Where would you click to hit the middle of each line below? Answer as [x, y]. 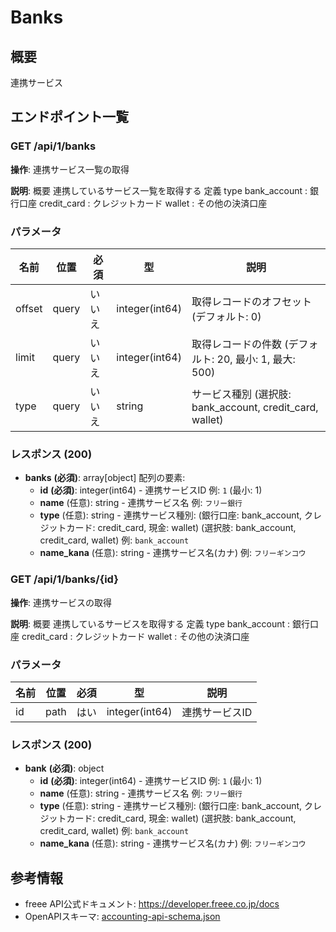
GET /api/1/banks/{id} [64, 579]
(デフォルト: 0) [226, 316]
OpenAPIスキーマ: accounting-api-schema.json [122, 916]
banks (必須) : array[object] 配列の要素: [105, 478]
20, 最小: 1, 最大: [256, 359]
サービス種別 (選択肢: [241, 394]
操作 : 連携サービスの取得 [61, 602]
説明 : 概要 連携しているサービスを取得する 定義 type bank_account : [150, 623]
